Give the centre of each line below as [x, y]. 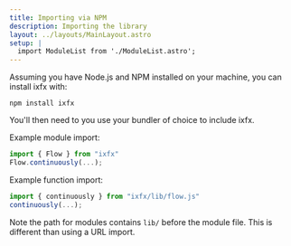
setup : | [26, 43]
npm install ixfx [42, 104]
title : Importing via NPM [58, 18]
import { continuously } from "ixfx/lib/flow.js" [105, 196]
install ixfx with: [38, 87]
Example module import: [55, 137]
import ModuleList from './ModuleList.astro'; [107, 52]
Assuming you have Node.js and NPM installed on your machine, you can [145, 77]
